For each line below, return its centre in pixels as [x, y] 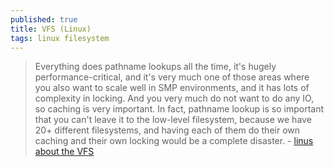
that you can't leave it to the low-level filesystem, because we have [173, 120]
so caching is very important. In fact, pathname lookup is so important [179, 109]
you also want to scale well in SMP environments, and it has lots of [172, 88]
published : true [44, 19]
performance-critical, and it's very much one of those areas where [172, 77]
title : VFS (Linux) [51, 29]
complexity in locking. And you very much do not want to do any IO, [174, 98]
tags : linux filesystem [60, 38]
